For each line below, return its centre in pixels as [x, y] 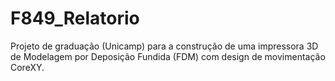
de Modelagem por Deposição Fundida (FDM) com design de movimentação [168, 56]
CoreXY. [27, 67]
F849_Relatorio [75, 18]
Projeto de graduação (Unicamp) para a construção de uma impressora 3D [164, 46]
